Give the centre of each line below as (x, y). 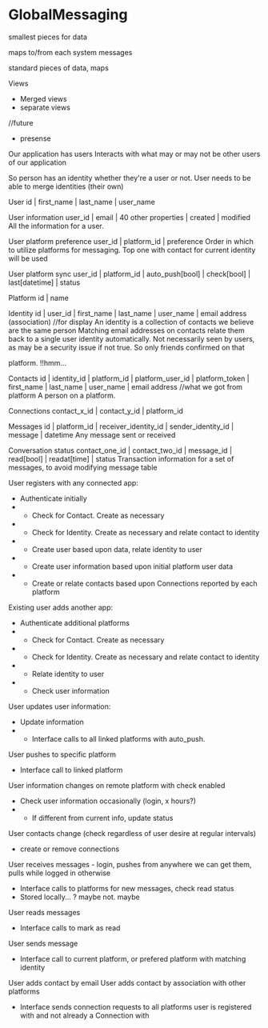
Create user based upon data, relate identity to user (117, 549)
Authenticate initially (54, 498)
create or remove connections (70, 849)
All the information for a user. (56, 226)
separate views (45, 107)
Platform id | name (39, 298)
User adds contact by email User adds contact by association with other (127, 982)
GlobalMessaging (68, 15)
